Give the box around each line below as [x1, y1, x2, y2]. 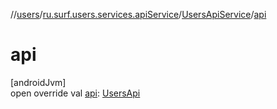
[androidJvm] [10, 76, 67, 88]
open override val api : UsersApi [10, 87, 141, 99]
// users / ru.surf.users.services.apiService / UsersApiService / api [10, 9, 267, 20]
